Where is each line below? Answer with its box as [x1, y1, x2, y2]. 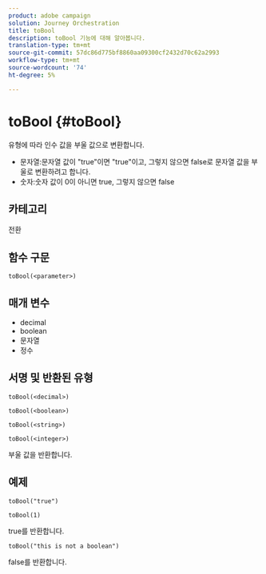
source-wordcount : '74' [8, 64, 88, 72]
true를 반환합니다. [8, 526, 65, 536]
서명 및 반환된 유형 [8, 371, 93, 385]
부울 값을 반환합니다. [8, 449, 73, 459]
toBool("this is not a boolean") [8, 542, 120, 550]
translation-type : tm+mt [8, 42, 91, 49]
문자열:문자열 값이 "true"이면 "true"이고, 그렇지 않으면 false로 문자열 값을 [19, 156, 250, 166]
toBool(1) [8, 511, 42, 519]
